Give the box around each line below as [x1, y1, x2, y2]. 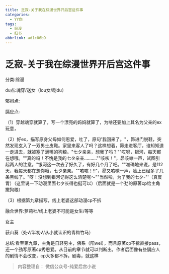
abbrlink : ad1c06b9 [5, 36, 46, 41]
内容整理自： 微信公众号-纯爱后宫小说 [17, 263, 97, 269]
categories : [5, 12, 30, 17]
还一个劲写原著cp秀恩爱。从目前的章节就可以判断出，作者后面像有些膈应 [5, 246, 156, 252]
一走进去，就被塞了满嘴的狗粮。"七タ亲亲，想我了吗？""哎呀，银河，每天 [5, 149, 157, 155]
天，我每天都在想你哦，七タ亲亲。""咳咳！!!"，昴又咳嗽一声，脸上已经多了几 [5, 167, 164, 174]
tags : [5, 21, 17, 27]
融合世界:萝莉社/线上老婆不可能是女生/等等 [5, 208, 94, 214]
